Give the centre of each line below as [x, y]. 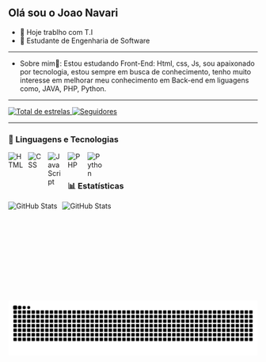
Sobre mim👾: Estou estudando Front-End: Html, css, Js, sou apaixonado [137, 63]
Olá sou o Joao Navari [63, 13]
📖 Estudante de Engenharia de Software [85, 40]
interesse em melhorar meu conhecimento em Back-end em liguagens [134, 80]
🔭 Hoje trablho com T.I [56, 32]
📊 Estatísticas [96, 186]
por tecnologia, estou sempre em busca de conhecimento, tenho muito [135, 71]
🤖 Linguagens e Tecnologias [63, 139]
